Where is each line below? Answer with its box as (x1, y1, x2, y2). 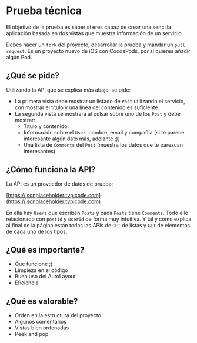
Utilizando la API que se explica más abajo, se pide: (6, 86, 131, 93)
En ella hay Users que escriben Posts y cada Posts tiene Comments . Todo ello (6, 209, 189, 216)
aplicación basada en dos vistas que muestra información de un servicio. (6, 29, 183, 36)
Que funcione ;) (14, 260, 53, 268)
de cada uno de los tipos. (6, 228, 68, 235)
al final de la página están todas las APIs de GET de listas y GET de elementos (6, 221, 191, 228)
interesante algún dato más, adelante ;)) (23, 135, 121, 142)
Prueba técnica (6, 4, 82, 18)
